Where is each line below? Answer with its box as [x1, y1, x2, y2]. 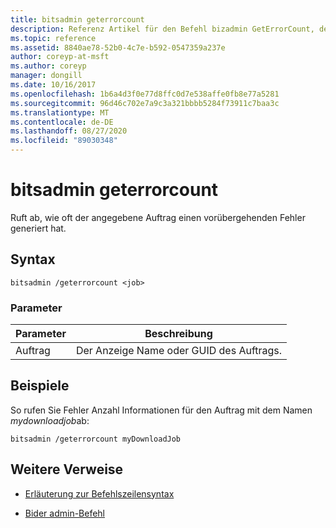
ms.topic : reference [10, 33, 97, 43]
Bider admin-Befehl [24, 507, 106, 519]
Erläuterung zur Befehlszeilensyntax [24, 487, 175, 500]
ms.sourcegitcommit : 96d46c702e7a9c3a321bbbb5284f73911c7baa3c [10, 98, 280, 108]
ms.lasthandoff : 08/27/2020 [10, 126, 128, 136]
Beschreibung [144, 327, 213, 341]
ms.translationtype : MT [10, 107, 110, 118]
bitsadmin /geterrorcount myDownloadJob [10, 434, 182, 444]
